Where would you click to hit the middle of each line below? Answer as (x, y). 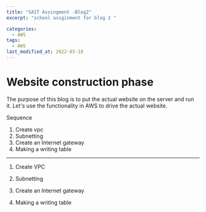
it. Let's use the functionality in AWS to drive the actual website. (87, 106)
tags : (13, 41)
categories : (21, 29)
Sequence (19, 117)
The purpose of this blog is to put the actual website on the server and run (100, 99)
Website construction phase (80, 82)
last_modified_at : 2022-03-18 (45, 52)
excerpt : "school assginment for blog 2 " (61, 18)
